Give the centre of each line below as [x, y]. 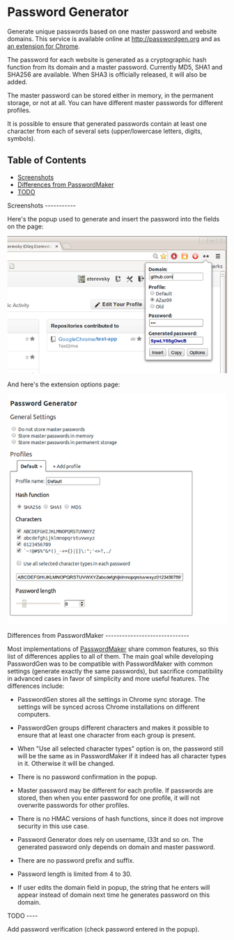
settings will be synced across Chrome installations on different [108, 707]
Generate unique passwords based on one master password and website [112, 31]
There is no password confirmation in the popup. [87, 776]
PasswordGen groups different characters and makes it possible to [113, 728]
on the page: [25, 226]
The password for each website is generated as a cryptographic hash [107, 59]
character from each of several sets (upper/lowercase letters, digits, [105, 131]
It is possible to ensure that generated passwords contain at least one [107, 123]
